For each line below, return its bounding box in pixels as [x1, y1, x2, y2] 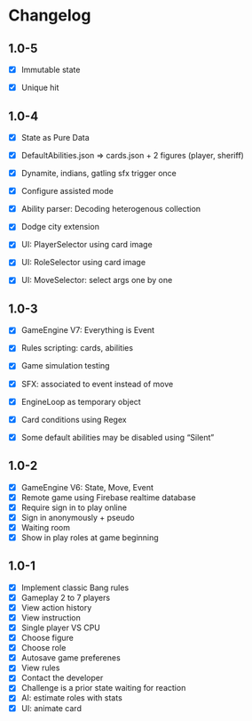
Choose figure [20, 633, 75, 644]
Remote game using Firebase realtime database [20, 491, 196, 503]
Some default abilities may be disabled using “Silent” [20, 432, 215, 442]
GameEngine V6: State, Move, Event [20, 482, 154, 492]
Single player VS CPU [20, 622, 101, 633]
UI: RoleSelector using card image [20, 257, 146, 268]
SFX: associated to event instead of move [20, 378, 174, 389]
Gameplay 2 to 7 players [20, 592, 111, 603]
